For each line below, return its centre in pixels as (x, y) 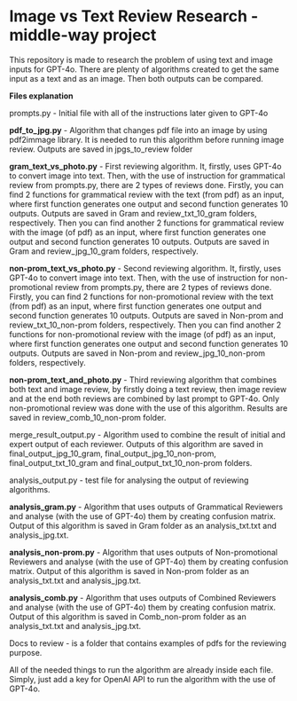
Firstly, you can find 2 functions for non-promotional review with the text (141, 296)
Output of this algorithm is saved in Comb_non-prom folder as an (128, 616)
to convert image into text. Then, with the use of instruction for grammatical (147, 176)
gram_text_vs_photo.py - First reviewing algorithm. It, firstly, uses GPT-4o (145, 166)
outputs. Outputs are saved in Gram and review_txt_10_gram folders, (133, 213)
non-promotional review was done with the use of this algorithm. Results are (148, 408)
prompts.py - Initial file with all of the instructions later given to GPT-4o (139, 113)
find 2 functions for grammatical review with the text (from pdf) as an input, (147, 194)
